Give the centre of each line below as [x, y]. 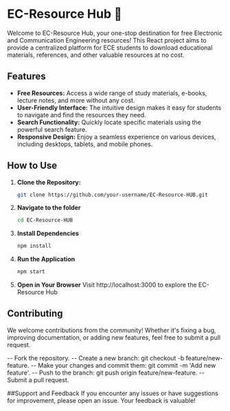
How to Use [32, 166]
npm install [34, 246]
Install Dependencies [48, 233]
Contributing [35, 314]
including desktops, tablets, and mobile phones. [85, 144]
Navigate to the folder [49, 208]
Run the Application [46, 259]
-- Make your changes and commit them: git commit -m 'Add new [123, 365]
